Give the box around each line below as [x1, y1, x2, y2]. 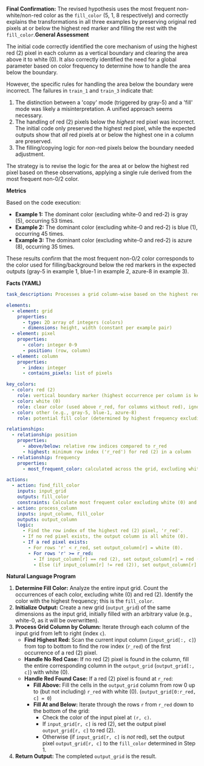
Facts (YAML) [6, 279, 41, 287]
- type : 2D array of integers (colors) [22, 319, 123, 325]
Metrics [6, 187, 27, 194]
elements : [6, 302, 32, 308]
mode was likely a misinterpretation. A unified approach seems [15, 105, 173, 112]
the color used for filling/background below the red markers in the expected [6, 261, 196, 269]
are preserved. [15, 138, 52, 145]
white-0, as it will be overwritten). [15, 617, 99, 624]
